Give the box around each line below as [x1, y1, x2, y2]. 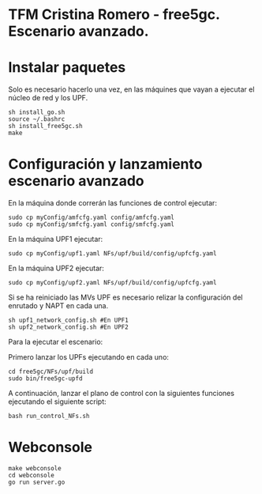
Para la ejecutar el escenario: [8, 338, 103, 347]
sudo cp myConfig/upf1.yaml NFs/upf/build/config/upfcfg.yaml [8, 250, 217, 258]
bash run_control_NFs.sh [8, 413, 90, 420]
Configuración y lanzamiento [8, 156, 203, 173]
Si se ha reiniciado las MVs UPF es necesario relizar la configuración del [8, 292, 243, 302]
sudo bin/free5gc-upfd [8, 375, 83, 383]
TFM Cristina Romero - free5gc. [8, 6, 220, 24]
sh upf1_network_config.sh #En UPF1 [8, 316, 129, 325]
